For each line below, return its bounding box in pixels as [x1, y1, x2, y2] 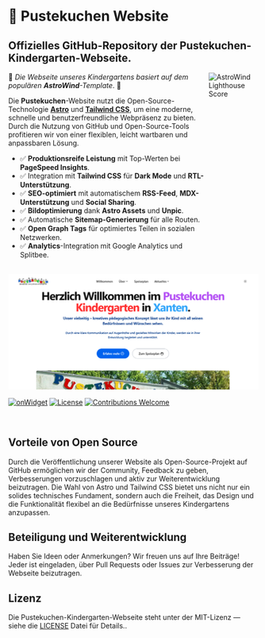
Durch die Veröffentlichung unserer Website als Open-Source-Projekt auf [8, 457, 248, 466]
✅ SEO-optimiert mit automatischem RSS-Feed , [19, 188, 179, 198]
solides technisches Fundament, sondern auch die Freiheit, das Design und [8, 490, 254, 500]
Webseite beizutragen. [8, 568, 83, 578]
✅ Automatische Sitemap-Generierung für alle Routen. [19, 215, 201, 224]
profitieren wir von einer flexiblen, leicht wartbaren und [8, 130, 188, 139]
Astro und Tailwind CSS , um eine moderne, [50, 105, 194, 114]
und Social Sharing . [71, 198, 137, 207]
